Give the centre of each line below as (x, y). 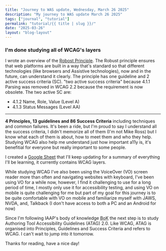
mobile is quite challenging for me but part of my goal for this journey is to (81, 193)
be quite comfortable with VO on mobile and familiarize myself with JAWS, (81, 198)
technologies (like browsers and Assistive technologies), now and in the (78, 71)
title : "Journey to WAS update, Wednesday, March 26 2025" (67, 10)
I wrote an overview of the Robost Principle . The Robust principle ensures (80, 61)
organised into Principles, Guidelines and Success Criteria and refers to (78, 229)
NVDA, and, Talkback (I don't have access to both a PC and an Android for (81, 204)
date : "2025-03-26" (25, 28)
